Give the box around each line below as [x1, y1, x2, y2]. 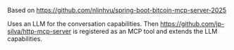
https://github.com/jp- [159, 20, 225, 27]
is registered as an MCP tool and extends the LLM [73, 27, 218, 35]
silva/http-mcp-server [7, 27, 72, 35]
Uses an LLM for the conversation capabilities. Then [7, 20, 159, 27]
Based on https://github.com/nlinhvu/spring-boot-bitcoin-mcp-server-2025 [7, 6, 227, 14]
